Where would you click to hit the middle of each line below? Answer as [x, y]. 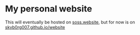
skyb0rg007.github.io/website [35, 27]
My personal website [49, 9]
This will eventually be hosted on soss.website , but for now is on [70, 22]
